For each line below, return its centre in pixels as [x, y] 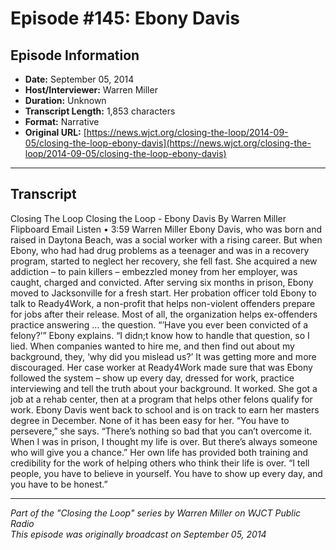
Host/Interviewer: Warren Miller [91, 90]
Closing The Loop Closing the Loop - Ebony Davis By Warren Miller [148, 218]
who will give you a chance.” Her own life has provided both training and [159, 452]
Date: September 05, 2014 [79, 79]
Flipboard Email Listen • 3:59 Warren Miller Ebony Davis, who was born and [166, 229]
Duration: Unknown [65, 100]
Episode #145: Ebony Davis [125, 18]
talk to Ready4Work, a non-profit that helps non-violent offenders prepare [163, 303]
